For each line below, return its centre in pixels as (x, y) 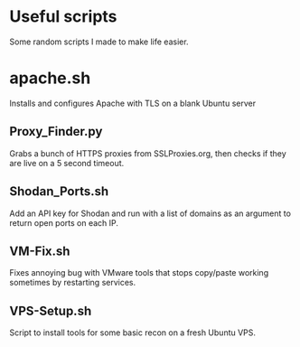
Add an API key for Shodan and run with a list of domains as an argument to (150, 213)
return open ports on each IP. (64, 222)
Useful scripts (63, 17)
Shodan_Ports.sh (59, 192)
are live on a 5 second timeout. (67, 163)
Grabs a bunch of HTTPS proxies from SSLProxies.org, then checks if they (148, 153)
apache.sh (50, 78)
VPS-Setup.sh (51, 310)
